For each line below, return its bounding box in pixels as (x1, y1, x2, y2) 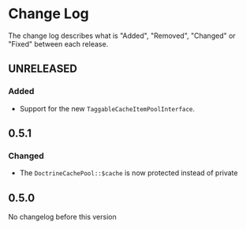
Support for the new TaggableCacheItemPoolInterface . (19, 103, 196, 113)
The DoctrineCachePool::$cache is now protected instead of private (19, 168, 238, 178)
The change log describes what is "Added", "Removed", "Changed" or (8, 31, 237, 40)
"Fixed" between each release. (8, 39, 109, 48)
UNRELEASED (8, 62, 77, 76)
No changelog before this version (8, 212, 117, 222)
